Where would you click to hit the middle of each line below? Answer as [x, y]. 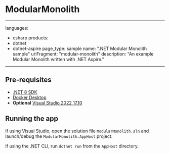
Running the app [32, 119]
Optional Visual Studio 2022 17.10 [47, 102]
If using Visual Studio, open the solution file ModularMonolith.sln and [77, 131]
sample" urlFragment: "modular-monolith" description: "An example [83, 54]
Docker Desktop [29, 97]
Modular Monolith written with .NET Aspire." [58, 59]
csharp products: [31, 38]
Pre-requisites [28, 80]
